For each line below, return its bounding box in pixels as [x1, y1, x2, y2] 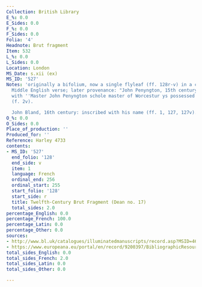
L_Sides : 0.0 [6, 59, 39, 65]
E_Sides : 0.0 [6, 20, 39, 26]
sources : [6, 233, 28, 239]
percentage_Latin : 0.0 [6, 221, 63, 228]
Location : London [6, 65, 50, 71]
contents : [6, 143, 31, 149]
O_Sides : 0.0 [6, 121, 39, 127]
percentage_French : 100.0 [6, 216, 71, 222]
